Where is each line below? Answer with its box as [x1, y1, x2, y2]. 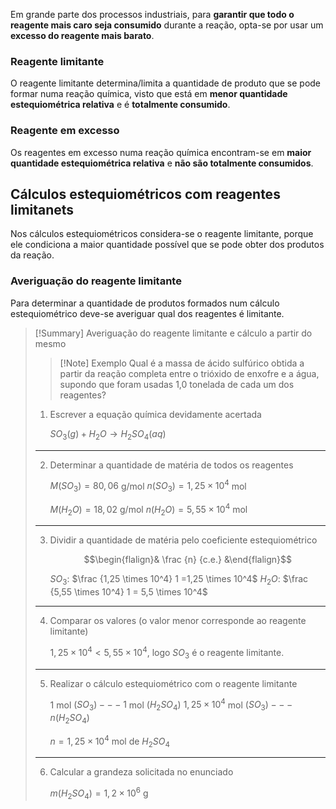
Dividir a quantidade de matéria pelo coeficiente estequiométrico [49, 534, 318, 546]
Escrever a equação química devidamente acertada [49, 408, 262, 420]
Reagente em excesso [10, 124, 120, 138]
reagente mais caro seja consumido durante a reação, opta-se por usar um [10, 19, 324, 31]
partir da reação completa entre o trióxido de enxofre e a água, [59, 367, 320, 379]
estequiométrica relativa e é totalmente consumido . [10, 99, 231, 111]
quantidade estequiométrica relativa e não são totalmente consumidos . [10, 157, 314, 169]
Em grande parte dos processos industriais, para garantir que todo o [10, 9, 295, 20]
